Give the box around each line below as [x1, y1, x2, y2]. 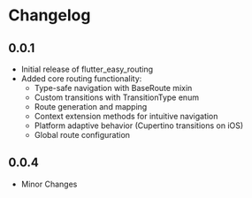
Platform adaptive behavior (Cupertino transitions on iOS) [34, 120, 244, 131]
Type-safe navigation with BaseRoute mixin [34, 83, 193, 93]
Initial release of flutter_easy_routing [20, 64, 154, 74]
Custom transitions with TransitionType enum [34, 92, 200, 103]
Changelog [8, 5, 91, 26]
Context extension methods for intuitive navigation [34, 111, 218, 121]
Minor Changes [20, 179, 78, 189]
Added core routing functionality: [20, 73, 142, 84]
